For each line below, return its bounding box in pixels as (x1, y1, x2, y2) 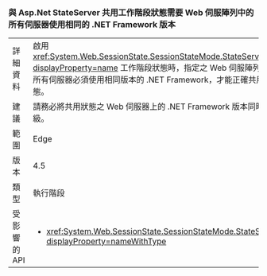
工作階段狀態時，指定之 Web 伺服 (120, 62, 245, 73)
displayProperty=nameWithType (46, 236, 167, 247)
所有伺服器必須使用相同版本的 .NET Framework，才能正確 (33, 74, 249, 85)
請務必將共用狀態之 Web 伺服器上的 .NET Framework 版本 (33, 101, 248, 112)
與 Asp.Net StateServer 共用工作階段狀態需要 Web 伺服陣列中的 (8, 6, 254, 17)
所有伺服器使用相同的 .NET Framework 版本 (8, 18, 176, 29)
